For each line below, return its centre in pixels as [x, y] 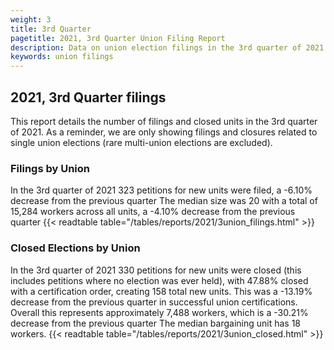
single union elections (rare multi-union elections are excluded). [141, 142]
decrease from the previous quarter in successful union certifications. [154, 302]
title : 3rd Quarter [51, 29]
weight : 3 [31, 19]
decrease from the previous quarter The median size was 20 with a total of [164, 201]
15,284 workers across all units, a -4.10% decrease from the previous [153, 212]
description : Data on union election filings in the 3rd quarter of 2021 [167, 47]
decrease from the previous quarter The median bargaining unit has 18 [156, 323]
